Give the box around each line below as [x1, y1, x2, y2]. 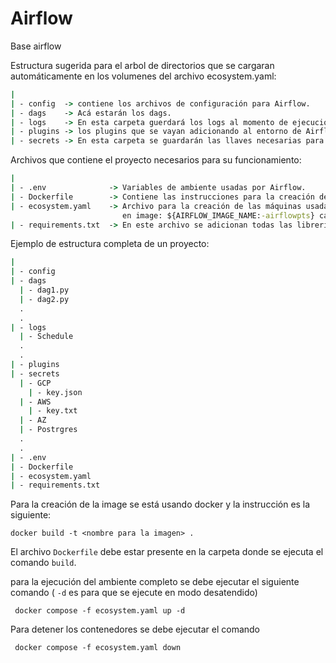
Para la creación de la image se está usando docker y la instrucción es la [10, 498, 311, 511]
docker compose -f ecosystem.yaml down [14, 643, 182, 653]
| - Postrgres [19, 425, 78, 435]
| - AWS [19, 397, 52, 407]
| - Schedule [19, 332, 74, 342]
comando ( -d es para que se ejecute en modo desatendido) [10, 587, 258, 599]
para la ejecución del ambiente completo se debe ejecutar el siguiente [10, 576, 300, 588]
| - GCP [19, 378, 52, 388]
